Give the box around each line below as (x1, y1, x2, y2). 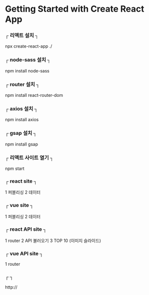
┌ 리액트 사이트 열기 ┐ (5, 154, 54, 161)
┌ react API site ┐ (5, 226, 47, 233)
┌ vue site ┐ (5, 202, 34, 209)
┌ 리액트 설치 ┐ (5, 32, 39, 39)
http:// (5, 284, 18, 290)
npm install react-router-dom (5, 92, 63, 98)
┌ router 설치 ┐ (5, 81, 40, 88)
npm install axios (5, 117, 39, 123)
